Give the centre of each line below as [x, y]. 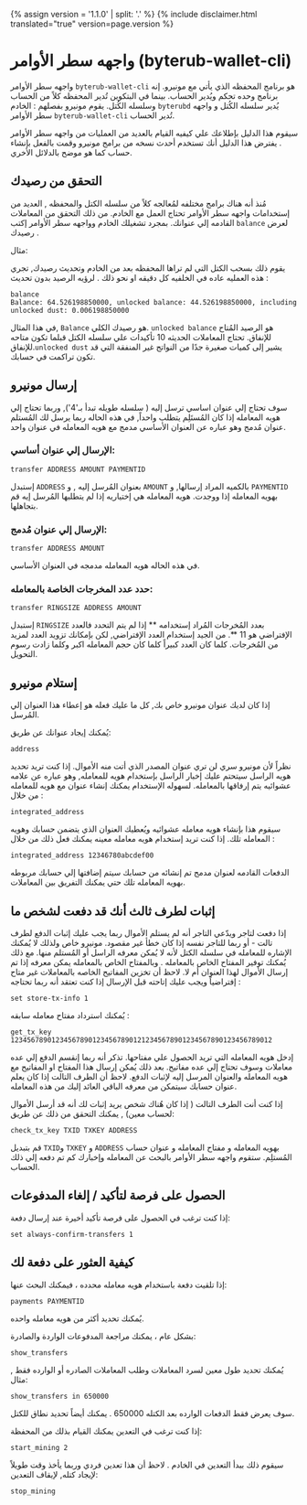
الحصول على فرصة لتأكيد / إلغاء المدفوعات [118, 1195]
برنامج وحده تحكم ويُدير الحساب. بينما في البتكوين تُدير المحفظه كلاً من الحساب [144, 95]
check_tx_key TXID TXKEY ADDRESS [74, 1131]
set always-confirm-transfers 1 [72, 1234]
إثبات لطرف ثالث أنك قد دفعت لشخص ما [113, 911]
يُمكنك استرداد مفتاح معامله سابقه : [70, 1016]
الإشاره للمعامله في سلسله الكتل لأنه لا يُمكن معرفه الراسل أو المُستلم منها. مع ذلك [151, 952]
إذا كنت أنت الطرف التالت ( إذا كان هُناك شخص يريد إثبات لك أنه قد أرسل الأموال [147, 1104]
